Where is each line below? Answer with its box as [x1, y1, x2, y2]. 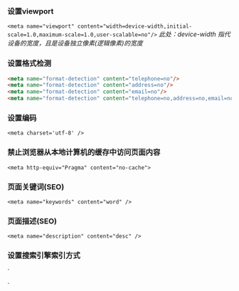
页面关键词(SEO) [7, 181, 65, 191]
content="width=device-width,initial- [77, 23, 193, 30]
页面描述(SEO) [7, 216, 58, 226]
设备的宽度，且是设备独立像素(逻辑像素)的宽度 [7, 39, 144, 48]
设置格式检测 [7, 58, 52, 68]
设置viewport [7, 6, 54, 16]
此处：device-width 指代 [159, 30, 231, 38]
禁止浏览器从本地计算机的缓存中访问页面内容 [7, 147, 161, 157]
